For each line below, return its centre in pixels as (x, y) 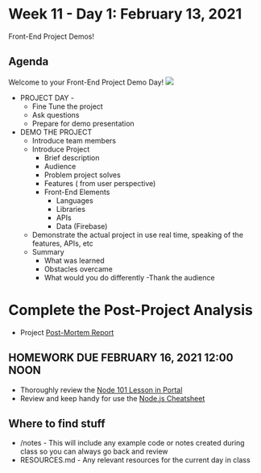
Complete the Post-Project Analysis (131, 310)
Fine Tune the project (67, 106)
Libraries (71, 209)
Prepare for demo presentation (83, 123)
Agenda (29, 62)
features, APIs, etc (63, 243)
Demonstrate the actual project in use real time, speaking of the (138, 234)
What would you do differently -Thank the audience (129, 277)
